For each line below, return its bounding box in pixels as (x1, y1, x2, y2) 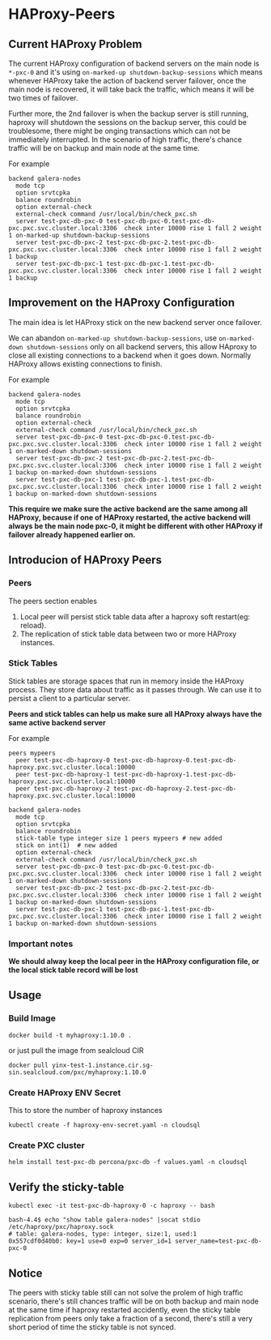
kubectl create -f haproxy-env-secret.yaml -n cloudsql (8, 1121, 201, 1129)
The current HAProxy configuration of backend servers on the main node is (8, 58, 260, 68)
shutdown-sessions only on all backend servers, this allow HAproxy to (26, 341, 257, 351)
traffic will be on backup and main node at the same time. (8, 143, 200, 152)
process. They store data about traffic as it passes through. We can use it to (8, 684, 261, 694)
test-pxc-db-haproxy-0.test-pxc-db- (112, 756, 237, 764)
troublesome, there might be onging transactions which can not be (8, 126, 231, 135)
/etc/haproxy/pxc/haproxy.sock (8, 1223, 114, 1231)
